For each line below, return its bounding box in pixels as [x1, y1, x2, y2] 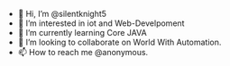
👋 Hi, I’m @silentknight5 [17, 9, 106, 19]
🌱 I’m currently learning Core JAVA [17, 28, 147, 37]
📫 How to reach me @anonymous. [17, 47, 149, 57]
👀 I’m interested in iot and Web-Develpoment [17, 18, 185, 29]
